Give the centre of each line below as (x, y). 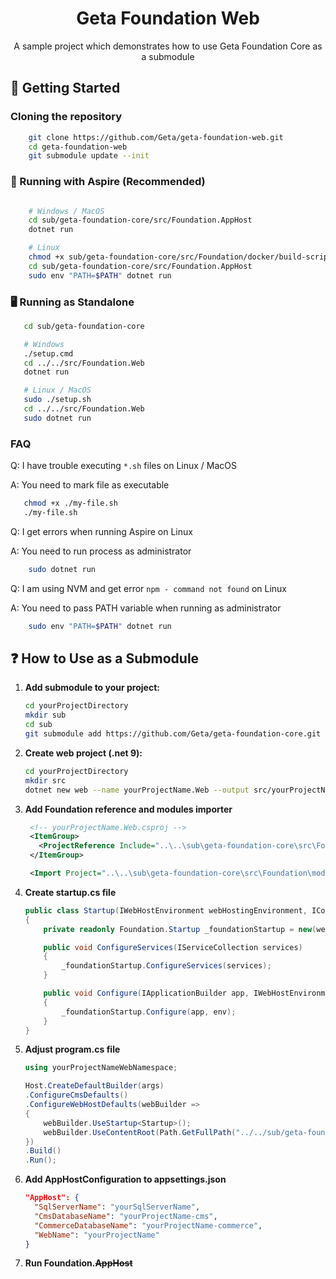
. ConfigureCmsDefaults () (76, 1095)
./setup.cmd (48, 353)
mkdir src (45, 780)
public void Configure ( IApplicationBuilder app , (146, 993)
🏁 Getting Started (65, 88)
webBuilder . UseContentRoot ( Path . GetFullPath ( (140, 1132)
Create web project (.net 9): (83, 753)
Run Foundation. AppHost (78, 1263)
